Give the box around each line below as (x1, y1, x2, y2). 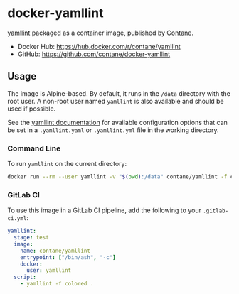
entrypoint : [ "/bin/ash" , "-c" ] (20, 254, 116, 261)
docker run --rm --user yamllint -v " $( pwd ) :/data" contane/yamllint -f (7, 173, 228, 180)
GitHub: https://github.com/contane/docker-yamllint (17, 50, 171, 58)
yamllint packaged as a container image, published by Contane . (7, 28, 194, 37)
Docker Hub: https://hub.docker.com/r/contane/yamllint (17, 42, 181, 50)
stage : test (14, 234, 50, 241)
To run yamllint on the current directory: (7, 160, 127, 168)
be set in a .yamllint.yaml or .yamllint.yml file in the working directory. (7, 126, 219, 134)
